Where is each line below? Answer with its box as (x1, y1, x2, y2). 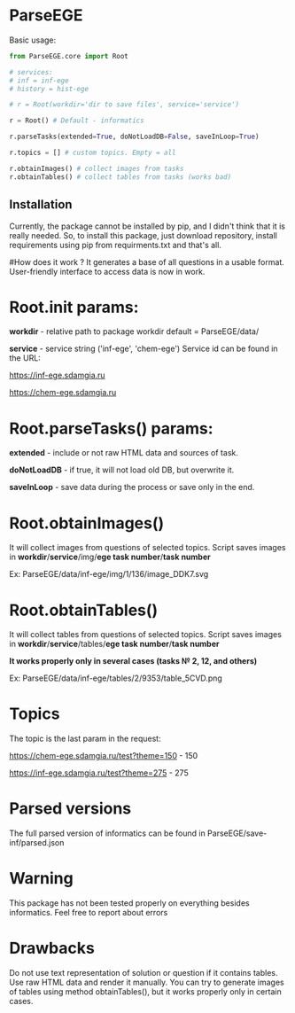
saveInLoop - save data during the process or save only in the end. (9, 482, 255, 493)
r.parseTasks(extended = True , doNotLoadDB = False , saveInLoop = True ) (9, 132, 260, 142)
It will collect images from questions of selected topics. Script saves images (9, 542, 286, 553)
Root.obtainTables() (9, 600, 159, 620)
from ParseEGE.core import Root (9, 51, 128, 60)
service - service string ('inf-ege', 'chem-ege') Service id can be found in (9, 343, 278, 355)
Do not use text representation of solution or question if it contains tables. (9, 968, 278, 978)
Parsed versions (9, 799, 132, 819)
